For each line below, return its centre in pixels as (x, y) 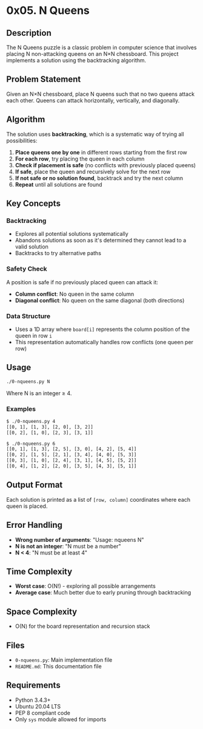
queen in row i (34, 335)
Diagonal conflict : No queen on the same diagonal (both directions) (100, 300)
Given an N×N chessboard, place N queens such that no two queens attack (101, 94)
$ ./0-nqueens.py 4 (31, 421)
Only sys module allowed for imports (61, 719)
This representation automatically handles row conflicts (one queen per (104, 342)
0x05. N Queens (48, 11)
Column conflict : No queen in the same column (75, 294)
